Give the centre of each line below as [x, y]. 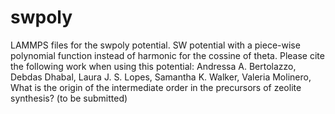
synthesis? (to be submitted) [69, 98]
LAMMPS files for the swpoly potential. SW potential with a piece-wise [155, 45]
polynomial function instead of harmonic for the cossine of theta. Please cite [167, 55]
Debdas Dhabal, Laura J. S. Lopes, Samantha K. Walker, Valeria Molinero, [161, 77]
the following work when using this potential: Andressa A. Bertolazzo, [153, 66]
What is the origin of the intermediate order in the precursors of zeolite [156, 87]
